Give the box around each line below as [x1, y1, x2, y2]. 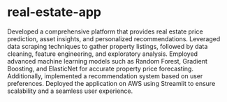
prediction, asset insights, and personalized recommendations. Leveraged [7, 34, 221, 43]
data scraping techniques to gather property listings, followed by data [7, 42, 208, 50]
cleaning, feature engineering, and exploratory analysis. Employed [7, 50, 198, 58]
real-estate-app [7, 4, 101, 20]
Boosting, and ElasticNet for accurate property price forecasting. [7, 64, 194, 73]
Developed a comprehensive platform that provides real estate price [7, 27, 204, 36]
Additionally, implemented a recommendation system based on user [7, 71, 203, 80]
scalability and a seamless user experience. [7, 87, 133, 95]
